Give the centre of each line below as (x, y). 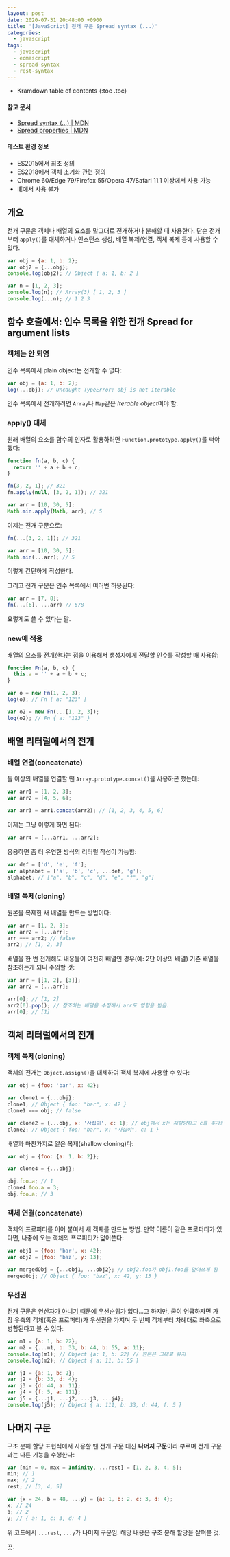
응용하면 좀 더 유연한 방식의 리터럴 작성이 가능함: (72, 851)
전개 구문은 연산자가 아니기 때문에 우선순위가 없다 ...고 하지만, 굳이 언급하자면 (109, 1311)
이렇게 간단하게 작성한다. (40, 571)
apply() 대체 (27, 423)
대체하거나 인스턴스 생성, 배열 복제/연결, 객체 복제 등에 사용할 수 (133, 239)
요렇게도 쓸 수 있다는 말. (39, 619)
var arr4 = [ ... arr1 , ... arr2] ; (53, 838)
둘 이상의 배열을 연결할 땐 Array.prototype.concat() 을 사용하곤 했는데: (103, 779)
